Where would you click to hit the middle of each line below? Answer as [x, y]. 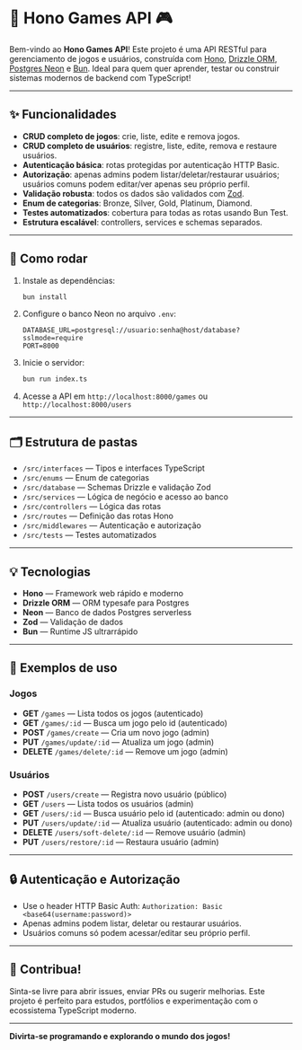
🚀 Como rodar [49, 259]
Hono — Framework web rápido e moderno [103, 593]
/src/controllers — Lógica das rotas [92, 507]
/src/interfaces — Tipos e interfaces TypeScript [113, 468]
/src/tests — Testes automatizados [89, 535]
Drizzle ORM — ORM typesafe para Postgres [106, 603]
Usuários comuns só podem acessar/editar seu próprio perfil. [136, 932]
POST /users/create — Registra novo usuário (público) [124, 794]
